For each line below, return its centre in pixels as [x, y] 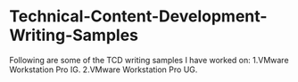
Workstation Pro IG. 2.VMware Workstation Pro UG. [103, 70]
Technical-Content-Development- [138, 16]
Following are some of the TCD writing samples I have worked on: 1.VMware [149, 60]
